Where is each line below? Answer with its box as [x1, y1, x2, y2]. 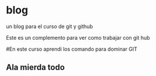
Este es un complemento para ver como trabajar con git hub [6, 34, 150, 41]
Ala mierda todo [6, 63, 65, 72]
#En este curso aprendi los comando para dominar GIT [6, 45, 138, 53]
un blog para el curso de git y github [6, 23, 93, 30]
